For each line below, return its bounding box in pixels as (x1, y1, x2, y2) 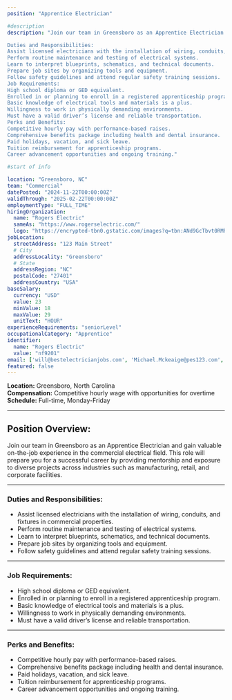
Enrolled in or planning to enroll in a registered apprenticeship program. (17, 593, 220, 602)
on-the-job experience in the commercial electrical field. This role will (7, 449, 205, 457)
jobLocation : (7, 234, 45, 241)
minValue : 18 (13, 305, 51, 312)
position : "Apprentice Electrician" (7, 10, 113, 17)
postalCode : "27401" (13, 273, 72, 280)
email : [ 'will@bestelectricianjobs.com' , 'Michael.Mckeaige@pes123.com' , (7, 356, 224, 364)
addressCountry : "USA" (13, 279, 79, 286)
